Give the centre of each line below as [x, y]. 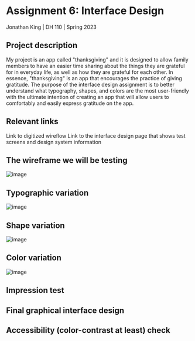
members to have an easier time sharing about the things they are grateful [96, 66]
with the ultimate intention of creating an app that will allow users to [88, 97]
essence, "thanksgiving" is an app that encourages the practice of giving [94, 78]
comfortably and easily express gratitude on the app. [70, 103]
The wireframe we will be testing [67, 160]
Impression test [35, 290]
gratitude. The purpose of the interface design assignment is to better [90, 84]
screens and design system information [54, 142]
